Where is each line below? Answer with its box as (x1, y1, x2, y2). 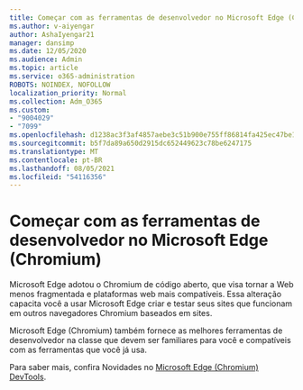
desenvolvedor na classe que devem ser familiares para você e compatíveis (9, 335, 291, 346)
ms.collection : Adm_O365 (9, 96, 103, 106)
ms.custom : (9, 105, 50, 114)
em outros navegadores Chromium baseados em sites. (9, 308, 213, 319)
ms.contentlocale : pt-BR (9, 155, 103, 165)
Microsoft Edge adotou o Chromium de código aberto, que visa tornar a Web (9, 279, 294, 290)
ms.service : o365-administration (9, 72, 135, 81)
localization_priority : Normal (9, 88, 127, 97)
